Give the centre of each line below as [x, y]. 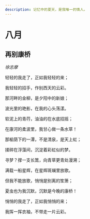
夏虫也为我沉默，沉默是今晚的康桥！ [41, 191]
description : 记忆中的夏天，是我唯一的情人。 [46, 9]
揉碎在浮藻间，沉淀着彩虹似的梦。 [39, 150]
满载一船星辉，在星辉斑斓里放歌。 [39, 170]
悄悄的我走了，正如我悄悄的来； [37, 201]
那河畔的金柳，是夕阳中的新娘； [37, 98]
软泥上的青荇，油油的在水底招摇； [39, 118]
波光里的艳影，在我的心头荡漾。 [37, 108]
